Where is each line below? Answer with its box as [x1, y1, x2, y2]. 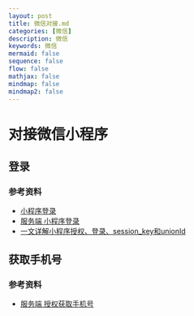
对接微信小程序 [8, 125, 109, 143]
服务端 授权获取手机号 [19, 298, 94, 309]
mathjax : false [8, 72, 60, 80]
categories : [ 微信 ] [8, 27, 72, 35]
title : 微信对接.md [8, 19, 70, 28]
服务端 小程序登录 [19, 216, 80, 226]
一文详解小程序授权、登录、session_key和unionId [19, 227, 187, 236]
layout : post [8, 11, 53, 20]
